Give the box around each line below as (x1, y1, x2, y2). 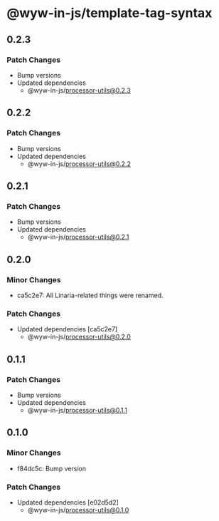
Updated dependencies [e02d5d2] (16, 497, 119, 507)
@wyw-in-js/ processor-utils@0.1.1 (27, 406, 127, 414)
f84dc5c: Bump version (16, 464, 87, 473)
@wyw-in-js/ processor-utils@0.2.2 (27, 159, 131, 168)
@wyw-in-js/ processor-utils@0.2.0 (27, 333, 131, 341)
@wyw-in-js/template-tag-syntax (6, 5, 213, 21)
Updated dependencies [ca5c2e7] (16, 325, 118, 334)
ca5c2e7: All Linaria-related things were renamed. (16, 291, 164, 299)
